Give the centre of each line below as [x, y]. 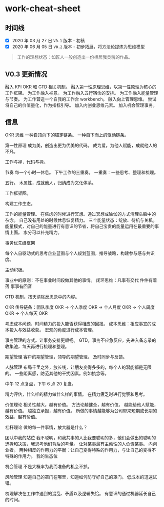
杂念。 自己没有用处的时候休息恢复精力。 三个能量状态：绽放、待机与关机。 [81, 220]
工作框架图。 [18, 193]
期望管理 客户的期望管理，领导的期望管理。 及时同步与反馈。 [66, 356]
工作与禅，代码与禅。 [26, 162]
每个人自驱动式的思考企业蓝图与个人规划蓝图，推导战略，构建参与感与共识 [80, 253]
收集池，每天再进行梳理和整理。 [37, 346]
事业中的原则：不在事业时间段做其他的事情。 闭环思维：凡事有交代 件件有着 [81, 280]
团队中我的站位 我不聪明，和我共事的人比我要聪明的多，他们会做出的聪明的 [81, 437]
